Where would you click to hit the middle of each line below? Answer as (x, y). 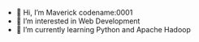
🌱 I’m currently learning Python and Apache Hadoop (103, 29)
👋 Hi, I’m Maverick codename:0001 (74, 13)
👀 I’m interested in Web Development (78, 21)
